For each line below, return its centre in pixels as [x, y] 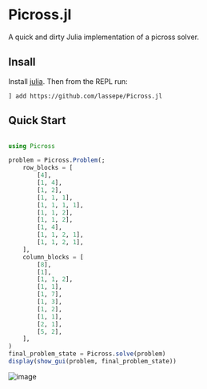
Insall [22, 62]
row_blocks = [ [48, 168]
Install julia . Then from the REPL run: [68, 81]
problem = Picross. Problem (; [57, 160]
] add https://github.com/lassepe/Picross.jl [85, 96]
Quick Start [37, 120]
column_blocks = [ [53, 257]
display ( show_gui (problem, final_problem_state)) [93, 362]
